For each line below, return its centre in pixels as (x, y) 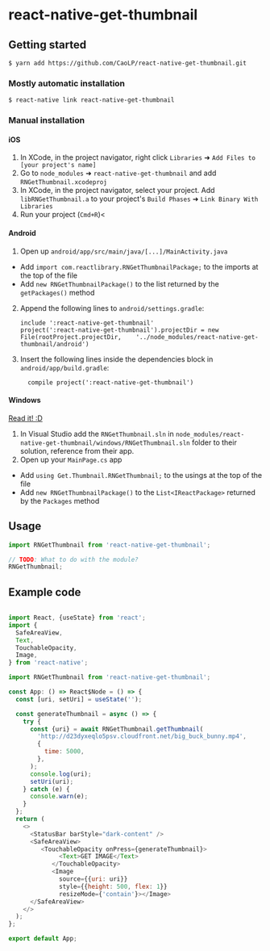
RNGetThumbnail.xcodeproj (63, 182)
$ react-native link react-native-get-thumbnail (91, 100)
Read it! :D (25, 418)
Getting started (48, 45)
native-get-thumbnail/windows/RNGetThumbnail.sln (105, 443)
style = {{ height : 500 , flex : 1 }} (113, 886)
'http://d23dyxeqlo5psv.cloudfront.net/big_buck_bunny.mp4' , (142, 736)
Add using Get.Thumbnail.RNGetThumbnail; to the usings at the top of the (141, 475)
